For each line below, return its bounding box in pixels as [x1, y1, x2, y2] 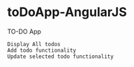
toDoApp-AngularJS [7, 4, 127, 20]
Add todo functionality [7, 47, 77, 54]
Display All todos [7, 40, 61, 47]
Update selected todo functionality [7, 53, 114, 60]
